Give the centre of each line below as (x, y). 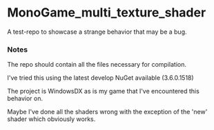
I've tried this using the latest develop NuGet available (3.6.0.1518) (101, 78)
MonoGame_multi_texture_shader (107, 13)
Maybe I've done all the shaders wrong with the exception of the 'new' (107, 112)
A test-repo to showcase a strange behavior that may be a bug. (97, 32)
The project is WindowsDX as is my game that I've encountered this (104, 91)
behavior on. (25, 98)
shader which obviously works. (51, 119)
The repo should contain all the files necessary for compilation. (97, 65)
